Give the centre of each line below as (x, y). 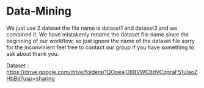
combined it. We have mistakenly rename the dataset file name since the (98, 34)
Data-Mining (39, 11)
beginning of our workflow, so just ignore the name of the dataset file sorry (101, 41)
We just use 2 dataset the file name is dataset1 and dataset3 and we (92, 28)
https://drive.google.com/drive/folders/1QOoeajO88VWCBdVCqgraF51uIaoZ (102, 72)
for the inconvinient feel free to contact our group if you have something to (100, 47)
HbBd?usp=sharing (31, 78)
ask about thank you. (33, 53)
